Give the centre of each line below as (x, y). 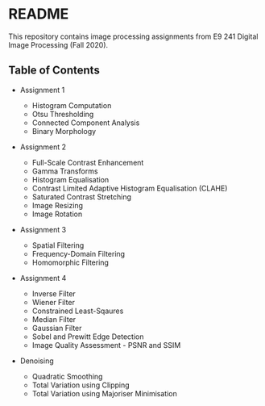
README (39, 14)
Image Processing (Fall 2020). (58, 44)
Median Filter (54, 319)
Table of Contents (54, 71)
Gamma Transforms (65, 171)
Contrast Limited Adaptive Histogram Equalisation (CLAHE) (130, 188)
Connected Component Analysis (86, 123)
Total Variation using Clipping (81, 385)
